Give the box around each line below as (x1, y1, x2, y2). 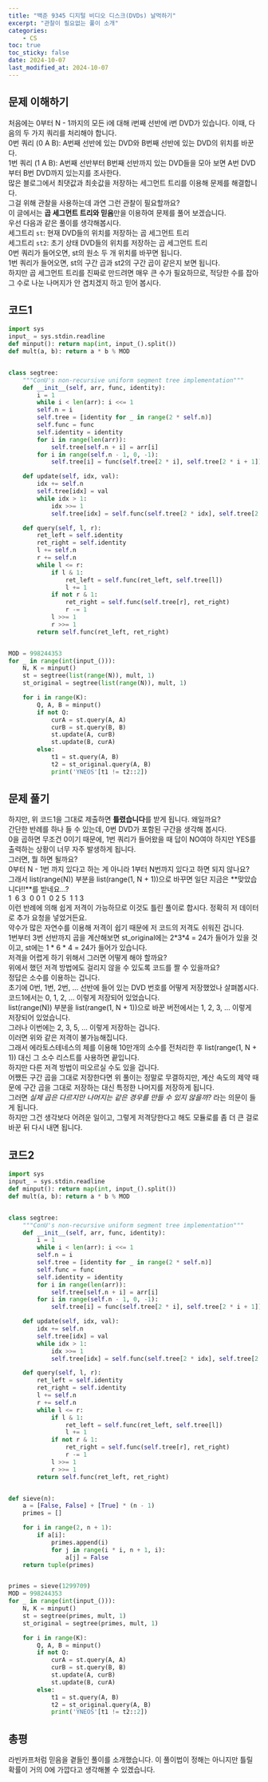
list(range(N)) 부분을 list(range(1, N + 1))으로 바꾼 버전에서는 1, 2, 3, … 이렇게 (8, 1003, 252, 1012)
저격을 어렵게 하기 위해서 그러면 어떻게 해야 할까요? (8, 953, 167, 963)
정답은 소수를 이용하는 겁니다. (8, 973, 100, 983)
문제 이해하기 (8, 95, 69, 109)
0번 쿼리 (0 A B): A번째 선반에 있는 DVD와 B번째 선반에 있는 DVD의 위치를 (8, 137, 239, 148)
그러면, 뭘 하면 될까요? (8, 854, 78, 864)
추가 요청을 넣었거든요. (16, 913, 88, 923)
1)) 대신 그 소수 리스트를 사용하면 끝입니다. (8, 1052, 140, 1063)
